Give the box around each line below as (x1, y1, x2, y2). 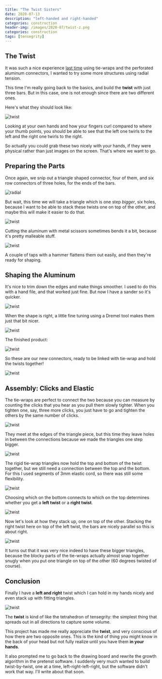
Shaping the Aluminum (5, 271, 76, 279)
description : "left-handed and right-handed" (5, 16, 98, 21)
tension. (5, 75, 21, 81)
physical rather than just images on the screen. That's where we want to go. (5, 148, 157, 154)
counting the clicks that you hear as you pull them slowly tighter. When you (5, 402, 155, 408)
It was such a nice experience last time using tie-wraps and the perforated (5, 65, 153, 71)
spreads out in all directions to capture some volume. (5, 619, 111, 625)
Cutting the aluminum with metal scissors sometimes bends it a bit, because (5, 228, 157, 234)
